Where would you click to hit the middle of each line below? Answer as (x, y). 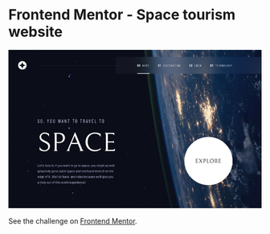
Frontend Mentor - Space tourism (122, 15)
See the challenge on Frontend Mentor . (73, 221)
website (35, 32)
